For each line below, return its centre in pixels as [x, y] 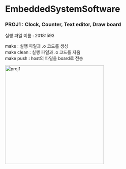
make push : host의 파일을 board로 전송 [44, 58]
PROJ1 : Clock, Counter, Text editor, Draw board [63, 25]
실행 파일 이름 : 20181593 [30, 36]
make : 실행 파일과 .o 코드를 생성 [37, 46]
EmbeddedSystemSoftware [63, 9]
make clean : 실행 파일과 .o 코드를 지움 [43, 52]
